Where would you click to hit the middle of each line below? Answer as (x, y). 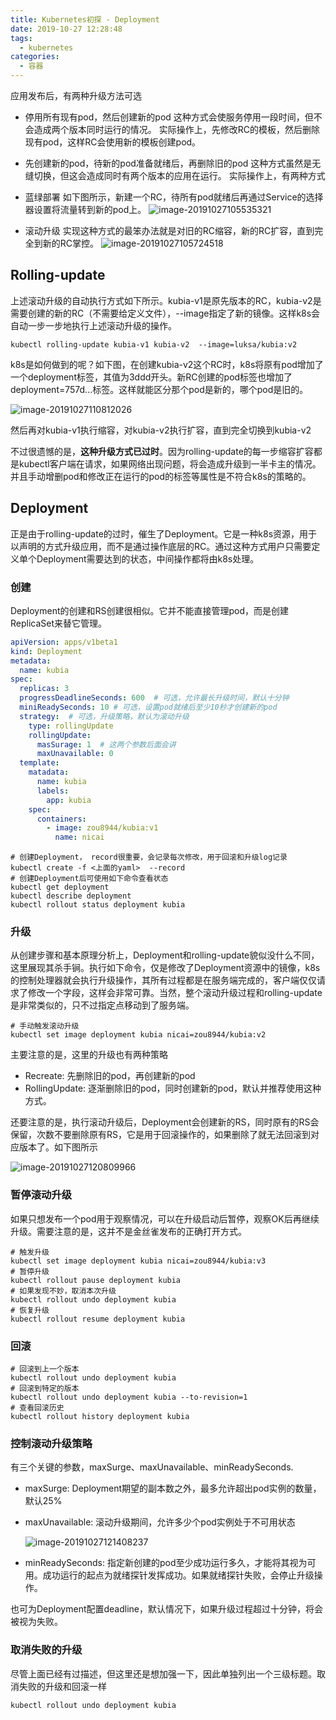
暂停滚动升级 (41, 1195)
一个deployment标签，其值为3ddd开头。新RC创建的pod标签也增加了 (151, 377)
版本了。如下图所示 (58, 1147)
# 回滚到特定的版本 (45, 1389)
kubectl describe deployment (71, 896)
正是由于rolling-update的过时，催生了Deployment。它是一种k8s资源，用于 (164, 533)
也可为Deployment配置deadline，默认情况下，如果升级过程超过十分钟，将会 (167, 1609)
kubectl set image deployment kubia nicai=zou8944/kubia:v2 (138, 1035)
